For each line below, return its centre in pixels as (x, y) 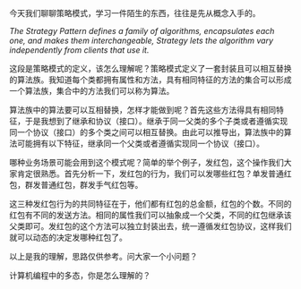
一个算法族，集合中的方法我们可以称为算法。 (92, 91)
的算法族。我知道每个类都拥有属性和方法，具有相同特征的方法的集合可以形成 (150, 80)
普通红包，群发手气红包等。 (91, 185)
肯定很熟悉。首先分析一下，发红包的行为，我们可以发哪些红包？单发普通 (150, 174)
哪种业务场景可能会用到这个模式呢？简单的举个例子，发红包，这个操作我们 (146, 162)
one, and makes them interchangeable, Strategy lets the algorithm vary (142, 40)
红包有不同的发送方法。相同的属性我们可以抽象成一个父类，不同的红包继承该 (150, 215)
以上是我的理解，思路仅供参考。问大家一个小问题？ (103, 256)
